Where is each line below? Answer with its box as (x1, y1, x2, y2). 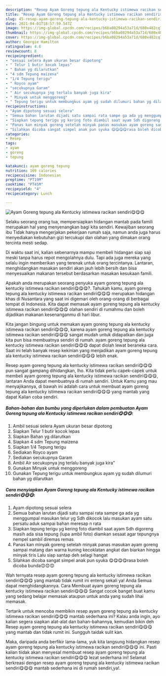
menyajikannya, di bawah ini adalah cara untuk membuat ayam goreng (5, 383, 149, 389)
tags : (5, 141, 17, 146)
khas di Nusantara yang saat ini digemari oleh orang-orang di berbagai (5, 296, 149, 302)
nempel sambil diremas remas (12, 536, 74, 542)
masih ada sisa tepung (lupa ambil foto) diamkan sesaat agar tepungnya (12, 531, 159, 537)
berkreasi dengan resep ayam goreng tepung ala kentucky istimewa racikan (5, 660, 160, 666)
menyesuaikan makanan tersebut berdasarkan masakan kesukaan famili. (5, 270, 153, 276)
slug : (5, 16, 17, 21)
